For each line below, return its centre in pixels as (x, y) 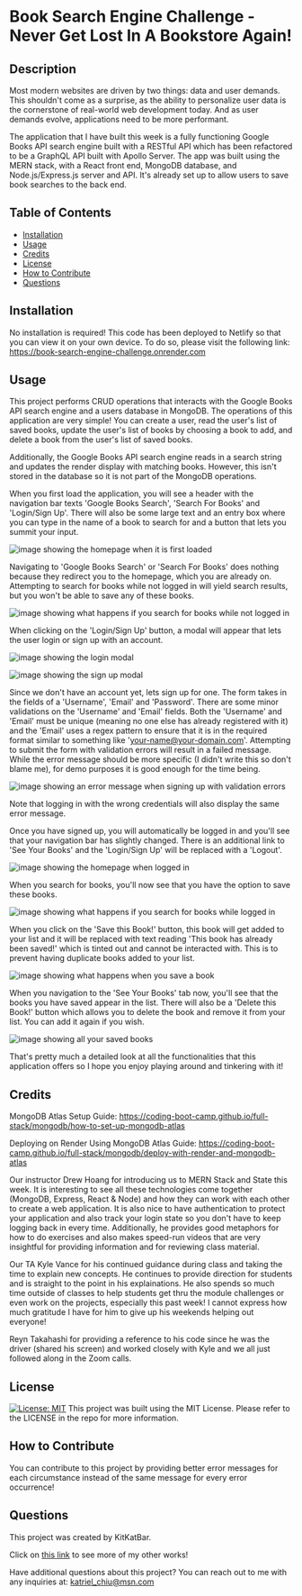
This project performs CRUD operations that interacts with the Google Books (151, 402)
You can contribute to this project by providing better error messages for (144, 1468)
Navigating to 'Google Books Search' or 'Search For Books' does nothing (144, 567)
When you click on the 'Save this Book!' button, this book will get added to (147, 929)
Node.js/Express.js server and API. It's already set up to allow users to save (149, 175)
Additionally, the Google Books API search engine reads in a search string (146, 458)
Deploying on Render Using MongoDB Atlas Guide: (103, 1143)
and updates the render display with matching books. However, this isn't (143, 467)
